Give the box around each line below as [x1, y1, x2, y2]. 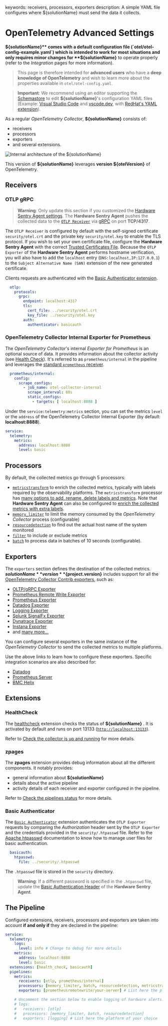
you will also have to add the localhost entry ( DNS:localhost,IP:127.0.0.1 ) [5, 254, 160, 260]
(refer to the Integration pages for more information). [5, 60, 114, 66]
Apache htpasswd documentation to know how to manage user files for [5, 835, 152, 841]
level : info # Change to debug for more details [18, 946, 122, 951]
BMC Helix [12, 679, 34, 685]
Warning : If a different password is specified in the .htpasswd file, [17, 878, 152, 884]
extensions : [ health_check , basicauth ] [9, 965, 93, 970]
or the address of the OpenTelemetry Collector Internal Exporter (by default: [5, 413, 161, 419]
